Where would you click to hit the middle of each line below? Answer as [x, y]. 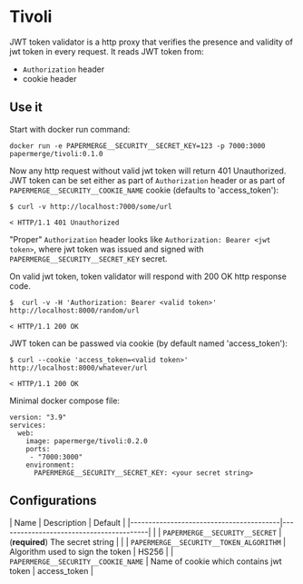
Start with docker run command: [70, 129]
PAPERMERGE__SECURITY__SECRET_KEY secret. [88, 258]
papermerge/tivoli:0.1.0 [56, 153]
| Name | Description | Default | [68, 522]
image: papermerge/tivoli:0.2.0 [87, 441]
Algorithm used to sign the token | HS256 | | [92, 551]
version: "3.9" [38, 417]
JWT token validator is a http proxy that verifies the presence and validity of [151, 42]
